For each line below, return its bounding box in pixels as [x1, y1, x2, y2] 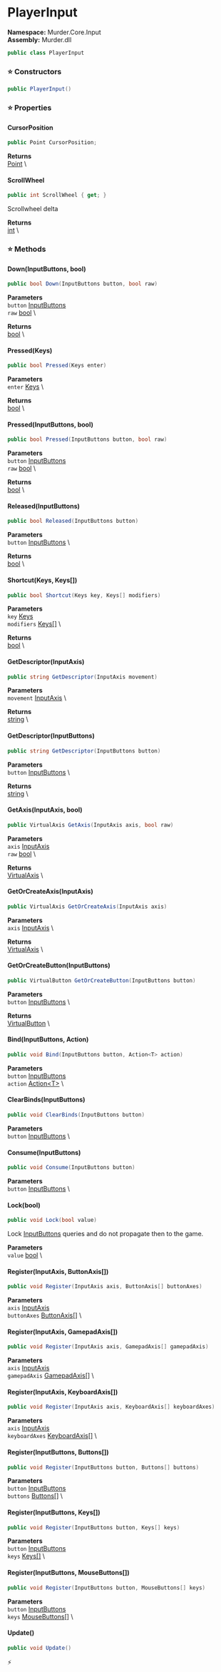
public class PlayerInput [7, 49, 84, 56]
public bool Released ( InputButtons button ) [7, 518, 139, 525]
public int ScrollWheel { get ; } [7, 192, 107, 199]
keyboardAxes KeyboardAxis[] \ [7, 1432, 98, 1440]
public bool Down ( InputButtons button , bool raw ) [7, 280, 158, 287]
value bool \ [7, 1251, 43, 1260]
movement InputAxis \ [7, 693, 66, 703]
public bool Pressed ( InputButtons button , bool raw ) [7, 436, 168, 443]
